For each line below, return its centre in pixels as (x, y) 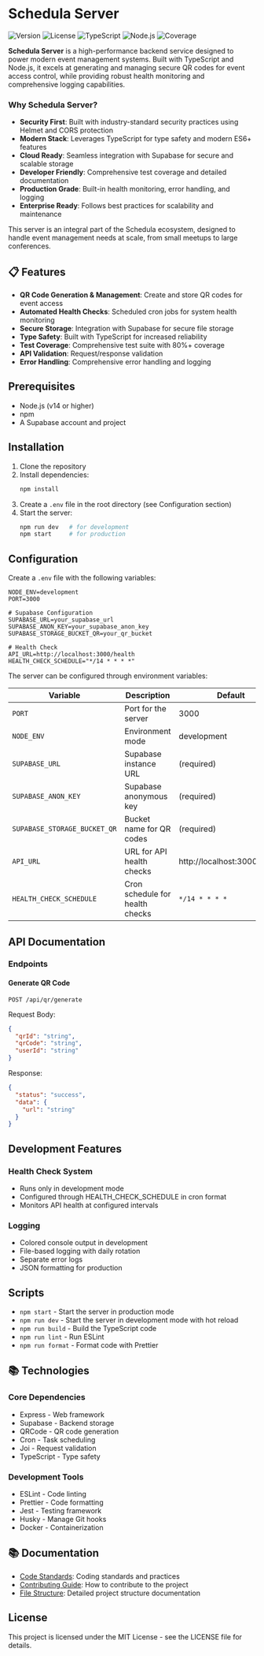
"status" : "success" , (51, 1095)
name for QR (148, 829)
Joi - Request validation (58, 1448)
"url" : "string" (49, 1110)
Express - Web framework (62, 1414)
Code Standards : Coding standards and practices (100, 1576)
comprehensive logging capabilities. (67, 84)
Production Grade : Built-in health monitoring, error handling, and (125, 189)
